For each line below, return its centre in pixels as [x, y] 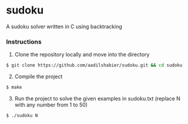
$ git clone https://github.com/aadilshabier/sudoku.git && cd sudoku [94, 65]
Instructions [24, 42]
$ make [14, 88]
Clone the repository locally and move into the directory [82, 55]
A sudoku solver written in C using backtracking [64, 26]
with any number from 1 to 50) [51, 105]
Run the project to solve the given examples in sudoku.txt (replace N [98, 98]
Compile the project [38, 76]
